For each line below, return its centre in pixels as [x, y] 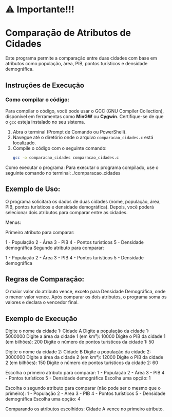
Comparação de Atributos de [68, 33]
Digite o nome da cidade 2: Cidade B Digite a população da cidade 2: [78, 352]
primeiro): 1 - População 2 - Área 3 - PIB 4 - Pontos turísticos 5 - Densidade [85, 393]
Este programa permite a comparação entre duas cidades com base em [81, 58]
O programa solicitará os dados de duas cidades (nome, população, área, [83, 201]
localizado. [24, 143]
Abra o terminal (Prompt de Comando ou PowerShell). [70, 131]
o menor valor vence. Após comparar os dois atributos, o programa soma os [86, 297]
